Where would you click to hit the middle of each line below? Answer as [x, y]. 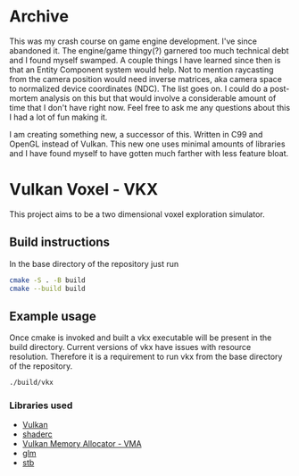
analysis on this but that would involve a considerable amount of [158, 98]
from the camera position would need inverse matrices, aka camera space [146, 79]
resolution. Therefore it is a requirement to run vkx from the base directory [146, 357]
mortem [24, 98]
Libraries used [41, 405]
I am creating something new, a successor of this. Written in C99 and [136, 134]
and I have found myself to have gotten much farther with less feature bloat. [149, 153]
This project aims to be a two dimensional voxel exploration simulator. [137, 214]
